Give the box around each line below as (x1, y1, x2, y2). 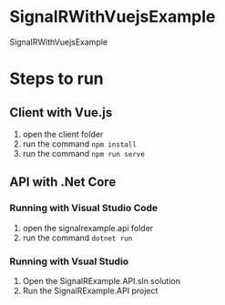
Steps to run (9, 68, 105, 89)
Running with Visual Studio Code (9, 202, 159, 215)
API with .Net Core (9, 175, 117, 190)
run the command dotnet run (22, 232, 133, 243)
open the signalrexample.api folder (22, 222, 154, 233)
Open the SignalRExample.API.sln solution (22, 275, 180, 286)
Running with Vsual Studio (9, 255, 129, 268)
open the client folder (22, 128, 104, 139)
